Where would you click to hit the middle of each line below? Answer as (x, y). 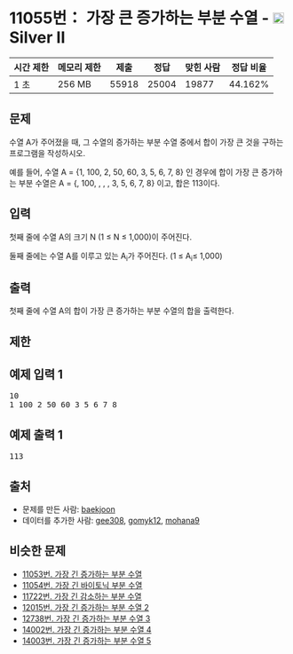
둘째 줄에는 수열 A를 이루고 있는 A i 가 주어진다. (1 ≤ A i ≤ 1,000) (116, 256)
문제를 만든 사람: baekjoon (68, 509)
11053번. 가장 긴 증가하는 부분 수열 (82, 574)
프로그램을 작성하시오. (48, 153)
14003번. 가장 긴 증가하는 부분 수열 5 (87, 641)
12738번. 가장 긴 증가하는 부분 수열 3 (86, 619)
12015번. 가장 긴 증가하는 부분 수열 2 (85, 607)
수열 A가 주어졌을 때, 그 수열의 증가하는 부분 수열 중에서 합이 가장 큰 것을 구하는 (146, 142)
